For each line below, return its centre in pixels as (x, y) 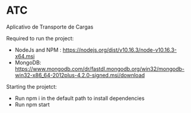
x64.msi (24, 56)
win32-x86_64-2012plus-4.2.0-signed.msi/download (80, 75)
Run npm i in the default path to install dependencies (80, 98)
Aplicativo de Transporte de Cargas (50, 27)
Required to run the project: (40, 38)
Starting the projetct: (32, 86)
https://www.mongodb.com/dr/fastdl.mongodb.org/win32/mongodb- (100, 68)
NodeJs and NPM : (38, 50)
